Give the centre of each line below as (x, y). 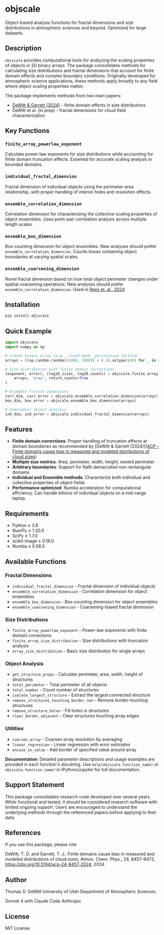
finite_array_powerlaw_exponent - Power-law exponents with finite (80, 630)
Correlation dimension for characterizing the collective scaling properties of (81, 214)
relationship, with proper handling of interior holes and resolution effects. (79, 192)
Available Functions (36, 562)
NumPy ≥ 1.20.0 (28, 531)
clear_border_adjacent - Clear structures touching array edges (75, 716)
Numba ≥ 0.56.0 (28, 546)
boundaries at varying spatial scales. (42, 257)
